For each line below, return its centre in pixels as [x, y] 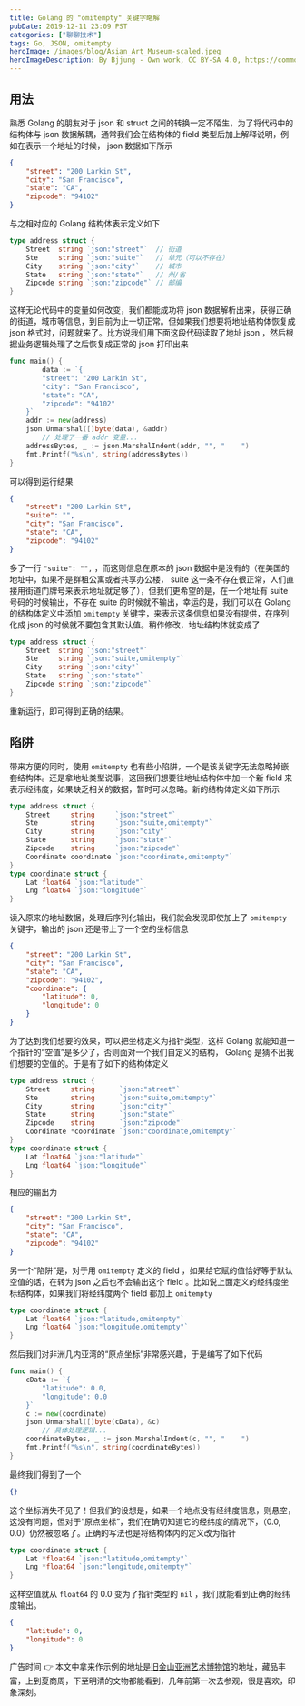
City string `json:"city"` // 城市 [104, 266]
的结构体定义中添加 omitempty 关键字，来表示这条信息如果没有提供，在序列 [149, 613]
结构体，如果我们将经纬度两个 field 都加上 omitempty [114, 1293]
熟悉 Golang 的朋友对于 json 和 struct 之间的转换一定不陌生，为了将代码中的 [152, 123]
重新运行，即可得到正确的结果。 [69, 711]
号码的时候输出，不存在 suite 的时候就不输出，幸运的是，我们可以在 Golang [151, 602]
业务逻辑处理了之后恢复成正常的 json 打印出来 [103, 344]
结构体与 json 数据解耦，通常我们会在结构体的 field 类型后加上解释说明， [145, 134]
